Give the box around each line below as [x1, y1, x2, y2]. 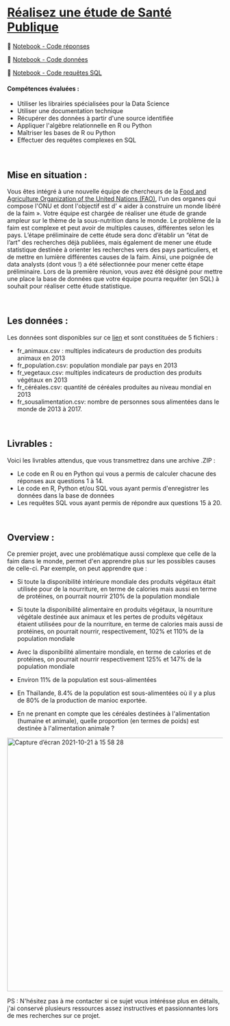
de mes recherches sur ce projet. [7, 1012, 101, 1020]
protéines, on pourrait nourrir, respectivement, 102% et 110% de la [16, 627, 204, 635]
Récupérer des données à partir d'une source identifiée [16, 114, 174, 123]
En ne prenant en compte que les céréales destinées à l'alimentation [16, 709, 210, 718]
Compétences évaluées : [7, 84, 80, 93]
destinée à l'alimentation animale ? [16, 724, 115, 733]
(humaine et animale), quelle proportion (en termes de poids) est [16, 717, 200, 725]
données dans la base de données [16, 491, 115, 500]
